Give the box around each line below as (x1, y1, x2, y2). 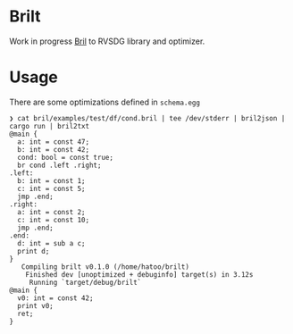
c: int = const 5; (17, 184, 87, 193)
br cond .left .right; (17, 161, 102, 170)
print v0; (17, 301, 54, 310)
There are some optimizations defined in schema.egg (9, 96, 201, 107)
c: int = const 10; (17, 215, 90, 224)
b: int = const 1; (17, 176, 87, 185)
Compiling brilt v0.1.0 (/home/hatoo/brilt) (21, 262, 190, 271)
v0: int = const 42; (17, 293, 94, 303)
